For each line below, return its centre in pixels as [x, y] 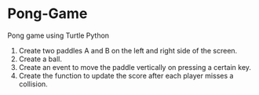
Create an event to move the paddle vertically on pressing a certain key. [135, 67]
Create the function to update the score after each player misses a [126, 75]
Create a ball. [40, 59]
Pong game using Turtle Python [58, 35]
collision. [33, 84]
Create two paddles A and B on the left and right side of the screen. [128, 50]
